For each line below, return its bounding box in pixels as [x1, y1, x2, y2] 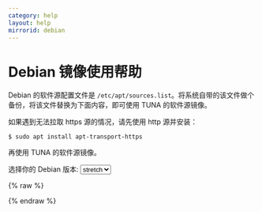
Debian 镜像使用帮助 [8, 62, 142, 81]
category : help [8, 11, 58, 20]
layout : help [8, 19, 51, 27]
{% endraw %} [8, 196, 57, 206]
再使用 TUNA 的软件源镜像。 [8, 148, 101, 157]
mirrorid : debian [8, 26, 65, 34]
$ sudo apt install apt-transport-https [8, 133, 144, 141]
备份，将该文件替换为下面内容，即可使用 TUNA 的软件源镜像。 [8, 100, 211, 110]
